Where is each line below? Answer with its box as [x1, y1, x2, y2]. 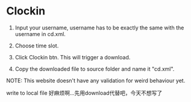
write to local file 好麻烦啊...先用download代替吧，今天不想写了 [6, 89, 163, 97]
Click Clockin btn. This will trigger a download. [14, 53, 131, 61]
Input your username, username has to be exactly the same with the [14, 24, 184, 31]
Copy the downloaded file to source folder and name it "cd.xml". [14, 65, 175, 73]
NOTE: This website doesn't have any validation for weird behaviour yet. [6, 77, 186, 84]
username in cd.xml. [14, 30, 66, 37]
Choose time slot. [14, 42, 59, 49]
